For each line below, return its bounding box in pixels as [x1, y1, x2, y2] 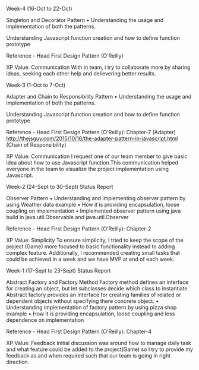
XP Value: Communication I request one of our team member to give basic [6, 153, 188, 160]
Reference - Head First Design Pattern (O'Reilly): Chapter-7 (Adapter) [6, 129, 176, 135]
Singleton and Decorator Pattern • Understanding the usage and [6, 17, 164, 23]
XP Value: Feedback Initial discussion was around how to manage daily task [6, 340, 192, 346]
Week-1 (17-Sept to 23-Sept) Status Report [6, 267, 111, 274]
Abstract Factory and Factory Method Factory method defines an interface [6, 279, 189, 286]
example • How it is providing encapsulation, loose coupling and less [6, 310, 175, 317]
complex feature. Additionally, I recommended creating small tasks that [6, 249, 180, 256]
